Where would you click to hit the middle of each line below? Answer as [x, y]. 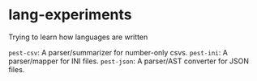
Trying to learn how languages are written [78, 37]
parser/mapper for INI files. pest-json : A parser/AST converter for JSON [129, 61]
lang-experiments [70, 15]
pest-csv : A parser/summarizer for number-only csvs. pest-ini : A [118, 52]
